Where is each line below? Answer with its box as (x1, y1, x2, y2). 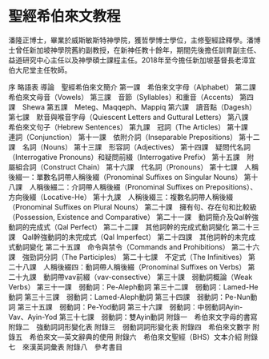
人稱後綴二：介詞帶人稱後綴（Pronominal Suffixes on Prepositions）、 (29, 181, 258, 192)
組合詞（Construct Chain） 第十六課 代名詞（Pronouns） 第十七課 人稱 (14, 162, 259, 172)
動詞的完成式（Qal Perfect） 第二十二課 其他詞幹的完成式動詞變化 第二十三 (8, 221, 260, 232)
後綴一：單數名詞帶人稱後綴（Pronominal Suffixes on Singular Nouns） (8, 172, 243, 181)
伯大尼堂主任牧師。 (8, 65, 72, 74)
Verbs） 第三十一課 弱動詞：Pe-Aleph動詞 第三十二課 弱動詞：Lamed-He (8, 281, 259, 292)
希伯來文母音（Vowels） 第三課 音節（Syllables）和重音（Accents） (8, 92, 239, 102)
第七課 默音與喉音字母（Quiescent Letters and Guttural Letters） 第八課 (8, 112, 249, 122)
